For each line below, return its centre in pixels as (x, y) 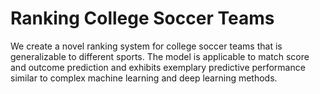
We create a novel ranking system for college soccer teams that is (146, 46)
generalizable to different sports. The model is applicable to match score (160, 56)
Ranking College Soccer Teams (142, 18)
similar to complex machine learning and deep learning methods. (144, 78)
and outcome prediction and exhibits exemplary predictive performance (158, 67)
